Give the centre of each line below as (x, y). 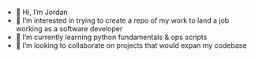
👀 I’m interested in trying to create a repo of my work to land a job (122, 20)
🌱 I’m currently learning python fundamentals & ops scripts (111, 37)
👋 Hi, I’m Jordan (42, 12)
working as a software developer (69, 29)
